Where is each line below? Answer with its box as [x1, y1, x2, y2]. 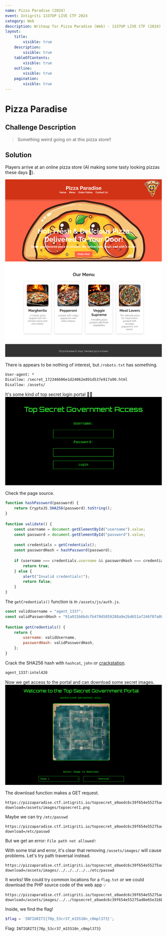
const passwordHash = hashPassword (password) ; [14, 548, 112, 553]
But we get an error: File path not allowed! [5, 838, 96, 843]
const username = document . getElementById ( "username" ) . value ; [14, 527, 146, 532]
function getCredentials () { [5, 625, 66, 630]
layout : [5, 29, 21, 34]
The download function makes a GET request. [5, 790, 99, 796]
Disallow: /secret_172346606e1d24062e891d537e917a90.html [5, 377, 128, 382]
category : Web [5, 18, 35, 23]
